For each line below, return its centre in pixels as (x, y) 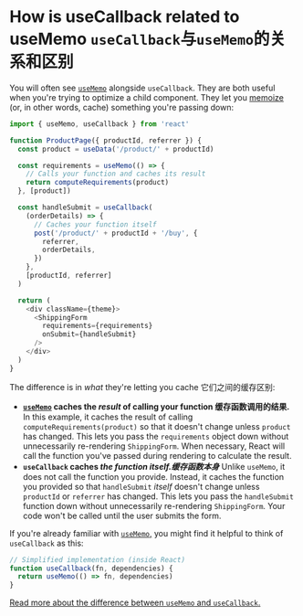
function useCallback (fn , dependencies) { (91, 568)
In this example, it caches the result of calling (108, 417)
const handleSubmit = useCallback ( (85, 207)
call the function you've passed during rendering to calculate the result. (157, 455)
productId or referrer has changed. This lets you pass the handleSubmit (158, 496)
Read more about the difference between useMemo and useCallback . (135, 603)
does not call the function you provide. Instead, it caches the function (153, 476)
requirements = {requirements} (98, 326)
